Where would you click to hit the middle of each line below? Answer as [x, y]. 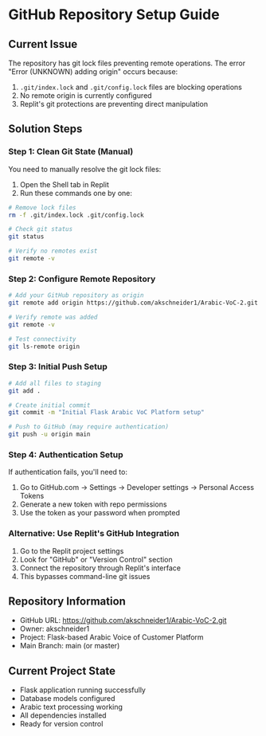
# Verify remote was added [53, 317]
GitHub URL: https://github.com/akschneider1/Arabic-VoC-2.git [123, 621]
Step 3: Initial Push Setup [58, 366]
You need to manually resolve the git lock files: [85, 169]
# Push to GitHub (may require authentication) [89, 427]
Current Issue [43, 44]
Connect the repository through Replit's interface [100, 568]
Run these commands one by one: [76, 193]
